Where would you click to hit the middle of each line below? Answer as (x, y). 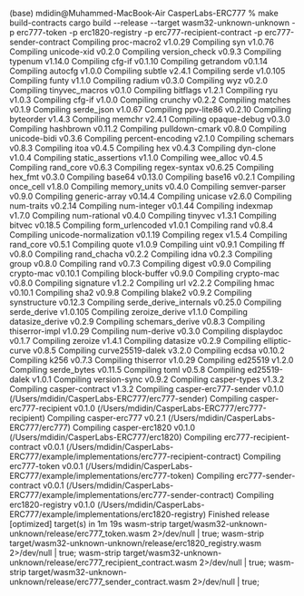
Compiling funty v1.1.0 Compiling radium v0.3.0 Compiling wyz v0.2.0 (138, 80)
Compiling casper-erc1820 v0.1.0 (134, 427)
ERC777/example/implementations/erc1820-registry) (108, 514)
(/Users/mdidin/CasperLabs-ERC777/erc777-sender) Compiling (128, 399)
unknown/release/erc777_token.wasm (80, 533)
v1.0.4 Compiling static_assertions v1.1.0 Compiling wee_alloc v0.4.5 (136, 157)
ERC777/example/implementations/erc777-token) (102, 476)
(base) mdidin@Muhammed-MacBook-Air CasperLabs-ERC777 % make (144, 13)
